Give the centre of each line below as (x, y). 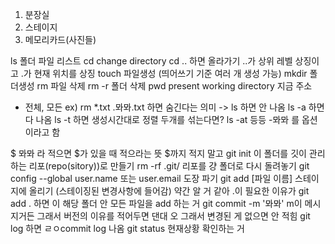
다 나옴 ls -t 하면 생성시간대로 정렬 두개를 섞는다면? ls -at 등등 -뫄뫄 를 (162, 119)
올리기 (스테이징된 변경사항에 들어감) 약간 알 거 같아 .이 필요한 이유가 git (169, 191)
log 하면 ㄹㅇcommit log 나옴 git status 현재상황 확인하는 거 (127, 228)
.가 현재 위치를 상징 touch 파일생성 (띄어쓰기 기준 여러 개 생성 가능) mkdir (164, 73)
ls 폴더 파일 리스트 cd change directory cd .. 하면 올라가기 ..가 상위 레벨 (151, 61)
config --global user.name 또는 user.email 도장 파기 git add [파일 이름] (151, 178)
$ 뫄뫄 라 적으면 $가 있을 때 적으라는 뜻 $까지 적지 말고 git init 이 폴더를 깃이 (158, 153)
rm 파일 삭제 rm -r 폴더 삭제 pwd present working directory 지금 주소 (174, 86)
